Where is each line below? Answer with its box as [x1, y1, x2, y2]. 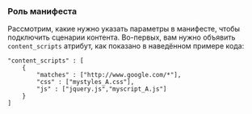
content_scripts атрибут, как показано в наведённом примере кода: [7, 41, 245, 51]
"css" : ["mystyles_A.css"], [36, 78, 135, 87]
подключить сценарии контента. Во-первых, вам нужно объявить [7, 32, 236, 42]
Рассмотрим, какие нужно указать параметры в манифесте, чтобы [7, 24, 240, 34]
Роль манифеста [7, 6, 78, 17]
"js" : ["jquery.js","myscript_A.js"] [36, 85, 167, 94]
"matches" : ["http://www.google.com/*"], [36, 71, 182, 79]
